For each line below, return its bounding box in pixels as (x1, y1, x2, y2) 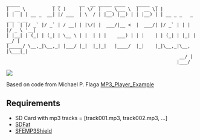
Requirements (6, 98, 60, 109)
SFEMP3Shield (15, 127, 53, 134)
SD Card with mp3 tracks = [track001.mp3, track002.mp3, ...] (15, 114, 168, 121)
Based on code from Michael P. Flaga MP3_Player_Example (6, 81, 154, 88)
